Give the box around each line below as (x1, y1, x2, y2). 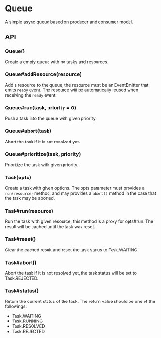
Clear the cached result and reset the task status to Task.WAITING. (5, 247, 139, 253)
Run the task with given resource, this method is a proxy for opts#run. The (5, 218, 154, 224)
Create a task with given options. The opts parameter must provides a (5, 185, 145, 191)
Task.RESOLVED (12, 323, 45, 329)
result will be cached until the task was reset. (5, 224, 96, 230)
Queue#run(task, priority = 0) (5, 104, 77, 111)
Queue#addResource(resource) (5, 71, 82, 78)
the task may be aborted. (5, 196, 55, 201)
